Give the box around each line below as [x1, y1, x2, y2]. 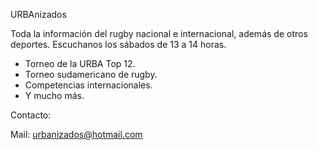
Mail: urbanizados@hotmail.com [10, 129, 143, 140]
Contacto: [10, 109, 52, 121]
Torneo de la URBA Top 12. [24, 58, 136, 69]
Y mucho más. [24, 90, 85, 101]
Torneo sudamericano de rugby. [24, 69, 158, 80]
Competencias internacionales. [24, 79, 153, 91]
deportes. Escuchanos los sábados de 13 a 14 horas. [10, 39, 227, 50]
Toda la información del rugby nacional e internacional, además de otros [10, 28, 308, 39]
